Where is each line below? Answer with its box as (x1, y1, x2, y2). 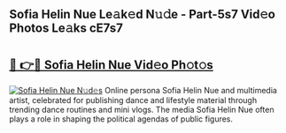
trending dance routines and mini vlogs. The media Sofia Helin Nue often (9, 105, 274, 115)
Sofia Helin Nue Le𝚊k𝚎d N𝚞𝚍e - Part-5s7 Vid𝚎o (9, 7, 276, 22)
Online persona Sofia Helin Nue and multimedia (104, 85, 277, 95)
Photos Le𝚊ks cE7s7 (9, 21, 124, 36)
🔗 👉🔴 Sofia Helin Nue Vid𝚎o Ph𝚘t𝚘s (9, 57, 214, 72)
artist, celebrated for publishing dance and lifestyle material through (9, 95, 258, 105)
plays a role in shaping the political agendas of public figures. (9, 114, 233, 124)
